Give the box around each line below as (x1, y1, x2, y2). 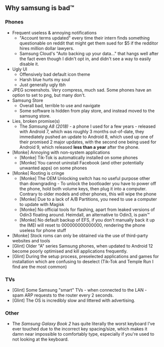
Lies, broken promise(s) (12, 118, 60, 124)
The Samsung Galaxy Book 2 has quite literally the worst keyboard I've (12, 321, 155, 327)
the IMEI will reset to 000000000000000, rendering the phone (19, 222, 145, 228)
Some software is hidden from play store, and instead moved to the (19, 108, 155, 114)
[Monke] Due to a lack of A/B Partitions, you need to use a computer (19, 196, 157, 202)
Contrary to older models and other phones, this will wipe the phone (19, 191, 157, 197)
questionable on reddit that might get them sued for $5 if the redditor (19, 40, 159, 46)
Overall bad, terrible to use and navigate (19, 102, 101, 108)
